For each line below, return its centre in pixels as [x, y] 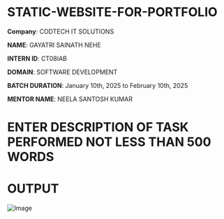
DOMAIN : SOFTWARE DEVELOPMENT [62, 72]
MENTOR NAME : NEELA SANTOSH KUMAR [70, 99]
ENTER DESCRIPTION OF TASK [98, 127]
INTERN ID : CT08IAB [37, 58]
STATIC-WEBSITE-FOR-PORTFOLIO [112, 12]
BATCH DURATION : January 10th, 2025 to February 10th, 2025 [98, 85]
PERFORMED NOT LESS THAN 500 [109, 142]
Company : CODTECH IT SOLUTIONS [61, 31]
